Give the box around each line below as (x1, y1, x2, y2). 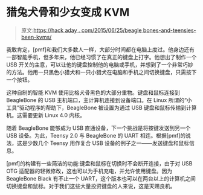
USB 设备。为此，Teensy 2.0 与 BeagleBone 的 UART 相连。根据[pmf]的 (6, 132, 186, 139)
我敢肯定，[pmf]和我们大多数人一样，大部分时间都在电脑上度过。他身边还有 (6, 46, 195, 53)
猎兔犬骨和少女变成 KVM (6, 5, 130, 19)
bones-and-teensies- (143, 27, 196, 34)
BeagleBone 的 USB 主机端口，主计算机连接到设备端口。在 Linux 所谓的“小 (6, 96, 192, 103)
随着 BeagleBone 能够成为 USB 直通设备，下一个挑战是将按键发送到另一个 (6, 124, 191, 132)
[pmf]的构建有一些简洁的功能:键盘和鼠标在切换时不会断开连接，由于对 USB (6, 159, 193, 167)
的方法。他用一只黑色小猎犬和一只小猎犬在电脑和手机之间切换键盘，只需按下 (6, 68, 197, 75)
